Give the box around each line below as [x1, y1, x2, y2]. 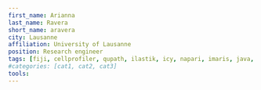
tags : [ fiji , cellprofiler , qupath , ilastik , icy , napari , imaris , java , [8, 56, 255, 63]
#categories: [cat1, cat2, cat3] [8, 63, 118, 70]
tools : [8, 70, 30, 77]
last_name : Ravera [8, 19, 68, 27]
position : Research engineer [8, 48, 103, 56]
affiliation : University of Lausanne [8, 41, 132, 49]
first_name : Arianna [8, 11, 76, 20]
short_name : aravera [8, 26, 76, 34]
